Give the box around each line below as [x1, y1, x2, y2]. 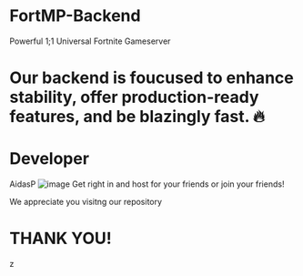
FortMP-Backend [9, 5, 141, 26]
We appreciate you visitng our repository [9, 197, 162, 208]
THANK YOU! [9, 229, 112, 249]
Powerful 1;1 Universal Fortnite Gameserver [9, 36, 171, 46]
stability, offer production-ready [9, 87, 259, 107]
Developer [9, 148, 89, 169]
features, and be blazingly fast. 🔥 [9, 107, 266, 128]
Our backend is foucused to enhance [9, 67, 294, 88]
